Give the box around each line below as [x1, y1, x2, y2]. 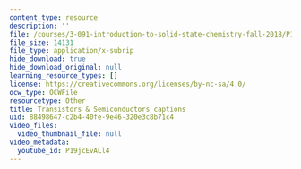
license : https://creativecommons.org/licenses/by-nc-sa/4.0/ [9, 80, 246, 89]
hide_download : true [9, 55, 87, 63]
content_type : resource [9, 13, 99, 22]
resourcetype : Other [9, 96, 87, 106]
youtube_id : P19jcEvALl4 [17, 146, 110, 155]
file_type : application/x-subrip [9, 46, 134, 55]
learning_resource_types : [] [9, 72, 118, 80]
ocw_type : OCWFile [9, 88, 78, 97]
